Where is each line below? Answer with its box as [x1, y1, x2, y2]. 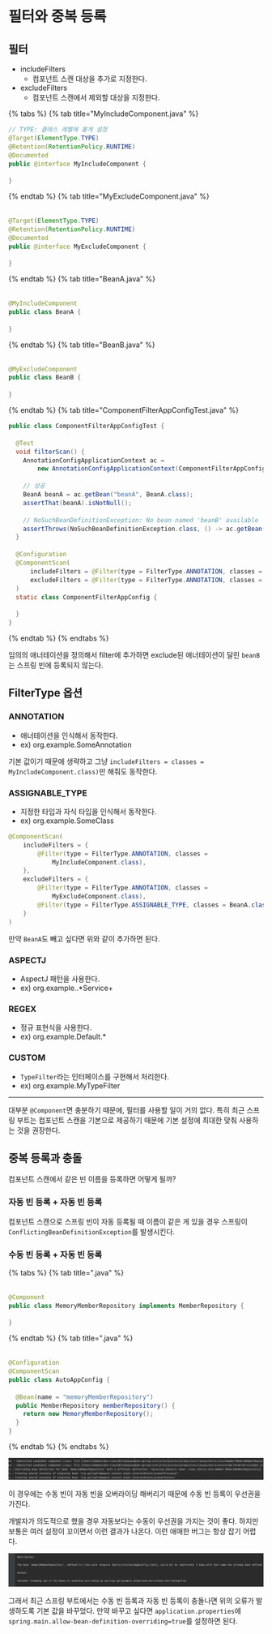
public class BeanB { [8, 374, 82, 382]
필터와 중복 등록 [8, 7, 107, 26]
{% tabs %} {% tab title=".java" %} [8, 1267, 125, 1277]
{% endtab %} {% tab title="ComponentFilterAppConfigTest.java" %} [8, 405, 239, 414]
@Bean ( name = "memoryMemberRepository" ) [15, 1392, 154, 1401]
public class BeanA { [8, 308, 82, 316]
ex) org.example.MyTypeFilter [19, 1080, 121, 1091]
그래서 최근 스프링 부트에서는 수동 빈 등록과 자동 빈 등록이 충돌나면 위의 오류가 [8, 1595, 255, 1606]
